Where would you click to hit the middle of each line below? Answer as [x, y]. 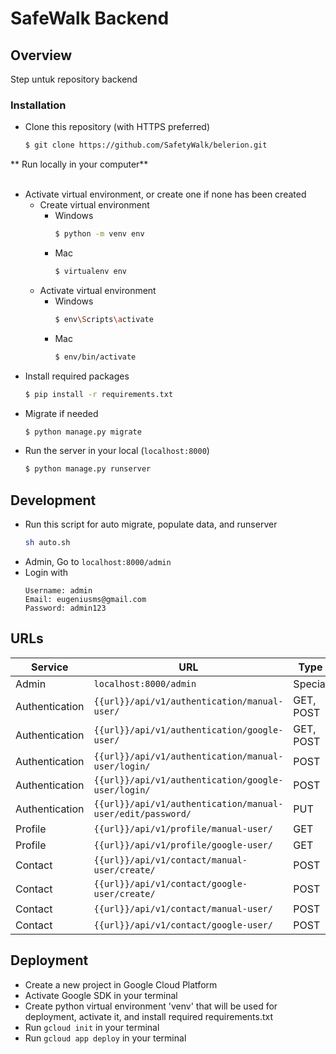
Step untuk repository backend [74, 79]
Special [310, 684]
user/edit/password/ [142, 813]
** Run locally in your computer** [79, 164]
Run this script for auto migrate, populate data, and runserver [151, 524]
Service [49, 667]
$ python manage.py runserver [88, 469]
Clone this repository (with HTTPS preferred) [117, 127]
